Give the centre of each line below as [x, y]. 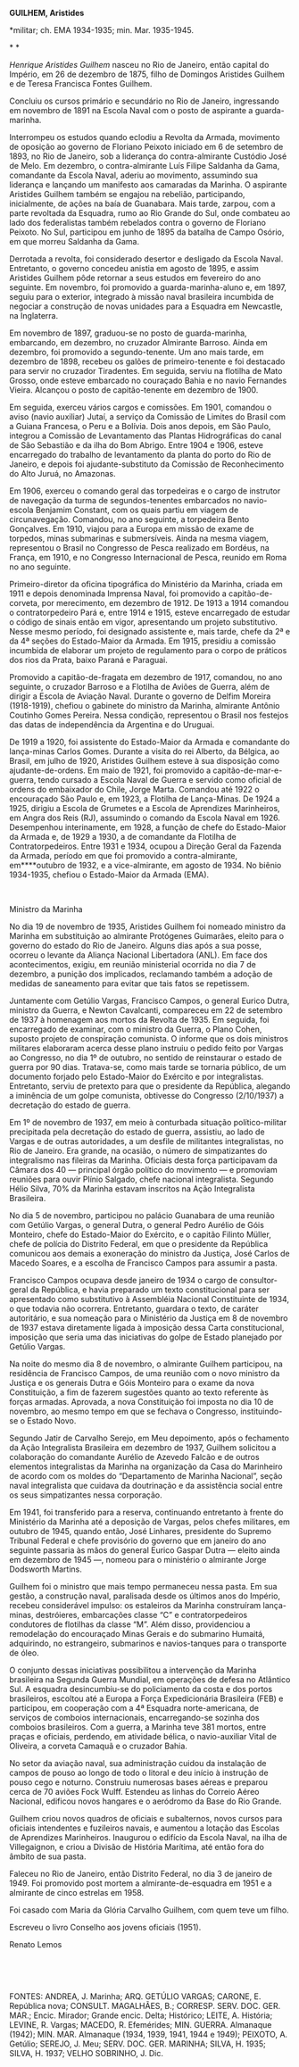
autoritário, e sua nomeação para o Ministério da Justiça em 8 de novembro [149, 1318]
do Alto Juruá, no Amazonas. [62, 473]
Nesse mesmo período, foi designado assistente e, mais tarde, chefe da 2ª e [150, 631]
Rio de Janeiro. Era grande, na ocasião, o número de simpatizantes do [138, 1151]
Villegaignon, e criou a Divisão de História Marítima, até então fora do [137, 1847]
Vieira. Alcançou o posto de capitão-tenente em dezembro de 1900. [134, 390]
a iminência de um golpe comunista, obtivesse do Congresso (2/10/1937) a [146, 1096]
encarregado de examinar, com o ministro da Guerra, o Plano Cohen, [136, 1029]
